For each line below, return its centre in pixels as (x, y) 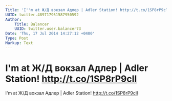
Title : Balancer (32, 24)
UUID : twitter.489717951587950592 (42, 15)
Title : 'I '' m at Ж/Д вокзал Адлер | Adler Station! (61, 10)
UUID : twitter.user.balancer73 (48, 29)
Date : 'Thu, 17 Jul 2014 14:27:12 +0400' (50, 33)
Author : (14, 19)
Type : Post (17, 39)
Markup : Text (19, 43)
